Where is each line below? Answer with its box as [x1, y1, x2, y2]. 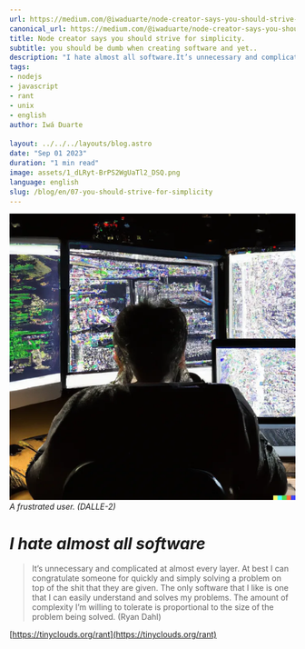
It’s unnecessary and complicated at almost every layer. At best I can [31, 564, 289, 574]
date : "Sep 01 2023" [9, 149, 88, 158]
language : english [9, 177, 79, 186]
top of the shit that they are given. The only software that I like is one [31, 583, 289, 594]
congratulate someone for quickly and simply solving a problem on [31, 573, 281, 584]
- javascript [9, 82, 59, 91]
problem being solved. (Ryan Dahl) [31, 612, 162, 623]
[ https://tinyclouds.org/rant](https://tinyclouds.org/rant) [9, 629, 217, 640]
